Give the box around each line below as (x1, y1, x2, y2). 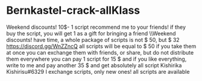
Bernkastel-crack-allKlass (6, 4, 140, 17)
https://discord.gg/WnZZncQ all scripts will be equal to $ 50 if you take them (6, 43, 197, 50)
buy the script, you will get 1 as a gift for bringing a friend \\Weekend (6, 29, 176, 37)
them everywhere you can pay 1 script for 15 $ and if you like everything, (6, 55, 187, 62)
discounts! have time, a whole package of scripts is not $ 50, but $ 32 (6, 36, 180, 43)
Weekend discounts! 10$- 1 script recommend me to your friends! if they (6, 23, 186, 31)
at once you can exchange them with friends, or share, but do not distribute (6, 49, 194, 56)
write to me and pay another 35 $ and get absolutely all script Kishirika (6, 61, 182, 69)
